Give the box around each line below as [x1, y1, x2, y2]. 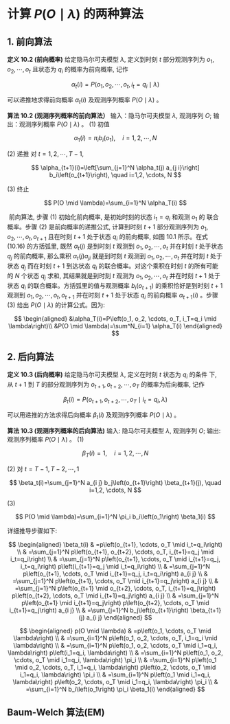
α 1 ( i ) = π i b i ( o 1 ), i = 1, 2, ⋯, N [73, 134, 157, 144]
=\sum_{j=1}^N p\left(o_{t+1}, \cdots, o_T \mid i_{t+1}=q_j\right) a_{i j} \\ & [12, 576, 218, 585]
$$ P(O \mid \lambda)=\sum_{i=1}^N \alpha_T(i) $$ [43, 199, 187, 207]
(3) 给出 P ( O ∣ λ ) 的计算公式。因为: [7, 301, 105, 309]
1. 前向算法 [7, 36, 53, 47]
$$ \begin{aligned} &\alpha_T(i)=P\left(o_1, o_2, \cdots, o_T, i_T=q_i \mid [14, 315, 217, 323]
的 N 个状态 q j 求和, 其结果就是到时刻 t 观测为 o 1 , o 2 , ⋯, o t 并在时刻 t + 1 [7, 271, 207, 282]
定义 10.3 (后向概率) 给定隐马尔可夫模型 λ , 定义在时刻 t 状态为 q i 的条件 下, [7, 370, 218, 380]
